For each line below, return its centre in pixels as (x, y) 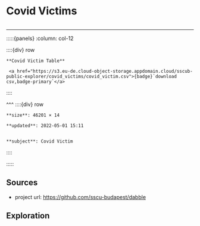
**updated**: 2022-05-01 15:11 (45, 126)
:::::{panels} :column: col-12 (40, 38)
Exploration (28, 216)
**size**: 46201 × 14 (33, 115)
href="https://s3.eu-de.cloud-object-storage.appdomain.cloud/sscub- (105, 71)
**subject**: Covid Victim (40, 141)
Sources (22, 183)
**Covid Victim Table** (36, 61)
